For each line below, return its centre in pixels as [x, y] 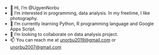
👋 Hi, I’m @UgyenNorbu [34, 8]
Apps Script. [23, 29]
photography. [24, 18]
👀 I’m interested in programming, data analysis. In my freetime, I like [80, 13]
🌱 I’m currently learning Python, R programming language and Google [82, 23]
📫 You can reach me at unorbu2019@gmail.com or [63, 40]
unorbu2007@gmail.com [36, 47]
